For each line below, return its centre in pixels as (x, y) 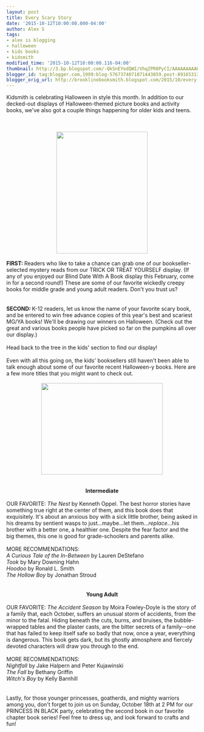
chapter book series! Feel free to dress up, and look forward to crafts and (98, 717)
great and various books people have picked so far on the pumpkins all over (101, 328)
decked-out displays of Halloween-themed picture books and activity (93, 104)
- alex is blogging (31, 40)
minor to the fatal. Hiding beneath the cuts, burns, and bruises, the (90, 620)
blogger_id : (21, 74)
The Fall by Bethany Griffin (40, 672)
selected (17, 270)
